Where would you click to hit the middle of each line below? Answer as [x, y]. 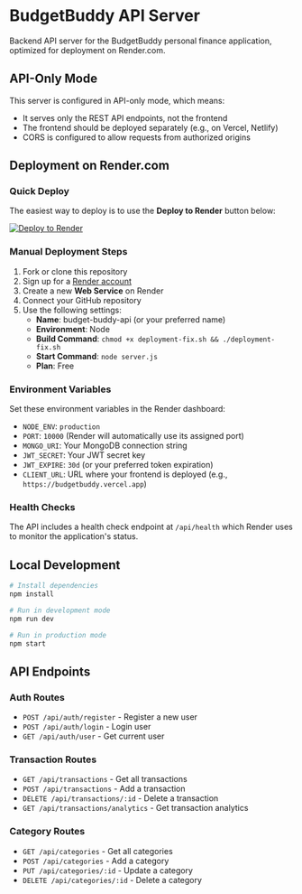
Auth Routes [37, 697]
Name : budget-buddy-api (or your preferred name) [131, 319]
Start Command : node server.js [96, 356]
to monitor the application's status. [74, 536]
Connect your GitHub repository [82, 300]
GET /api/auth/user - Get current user [93, 736]
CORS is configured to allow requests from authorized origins [136, 137]
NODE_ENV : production [61, 426]
